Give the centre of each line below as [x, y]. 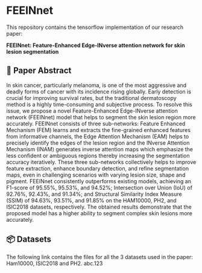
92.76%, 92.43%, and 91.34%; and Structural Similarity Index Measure [94, 194]
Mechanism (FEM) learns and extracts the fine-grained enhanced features [99, 130]
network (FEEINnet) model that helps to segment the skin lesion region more [101, 117]
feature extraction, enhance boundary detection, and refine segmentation [97, 168]
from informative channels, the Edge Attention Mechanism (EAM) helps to [98, 136]
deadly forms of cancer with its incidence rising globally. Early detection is [99, 92]
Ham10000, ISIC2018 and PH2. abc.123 [55, 263]
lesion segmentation [33, 51]
